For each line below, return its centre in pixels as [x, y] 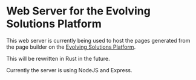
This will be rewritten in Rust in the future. [58, 58]
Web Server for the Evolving [79, 11]
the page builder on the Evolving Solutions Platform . [71, 47]
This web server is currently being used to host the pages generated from [98, 40]
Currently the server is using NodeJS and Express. [69, 70]
